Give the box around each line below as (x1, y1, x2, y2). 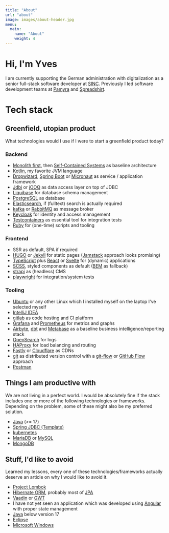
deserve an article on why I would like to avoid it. (5, 474, 108, 480)
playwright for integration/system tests (12, 274, 94, 280)
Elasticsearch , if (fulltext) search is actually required (12, 200, 123, 207)
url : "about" (5, 12, 33, 17)
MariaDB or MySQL (12, 435, 54, 441)
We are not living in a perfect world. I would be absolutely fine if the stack (5, 392, 160, 398)
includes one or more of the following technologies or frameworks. (5, 398, 146, 404)
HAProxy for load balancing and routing (12, 342, 96, 348)
